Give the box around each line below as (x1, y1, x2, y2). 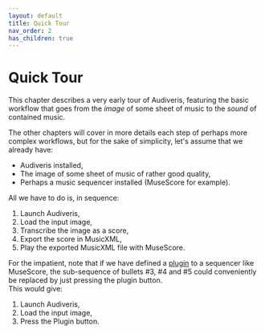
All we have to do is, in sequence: (8, 193, 120, 203)
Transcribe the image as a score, (19, 226, 129, 235)
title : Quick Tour (8, 19, 70, 27)
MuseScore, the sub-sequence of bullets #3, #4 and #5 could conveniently (8, 267, 257, 277)
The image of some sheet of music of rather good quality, (19, 169, 211, 179)
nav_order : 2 (8, 26, 52, 35)
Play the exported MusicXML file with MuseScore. (19, 242, 185, 253)
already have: (8, 145, 54, 155)
